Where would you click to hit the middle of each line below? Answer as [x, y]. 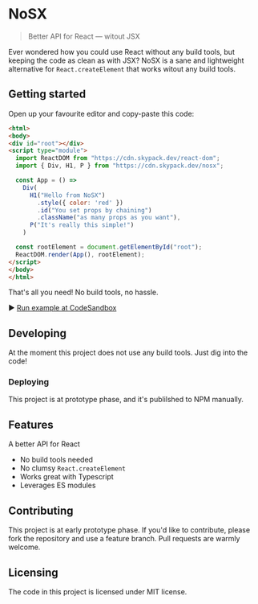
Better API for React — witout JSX [84, 36]
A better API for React [44, 444]
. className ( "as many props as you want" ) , [109, 218]
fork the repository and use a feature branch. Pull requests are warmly [124, 539]
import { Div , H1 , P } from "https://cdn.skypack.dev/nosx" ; [120, 166]
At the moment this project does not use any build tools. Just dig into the [128, 353]
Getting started [47, 95]
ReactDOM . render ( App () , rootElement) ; [81, 254]
